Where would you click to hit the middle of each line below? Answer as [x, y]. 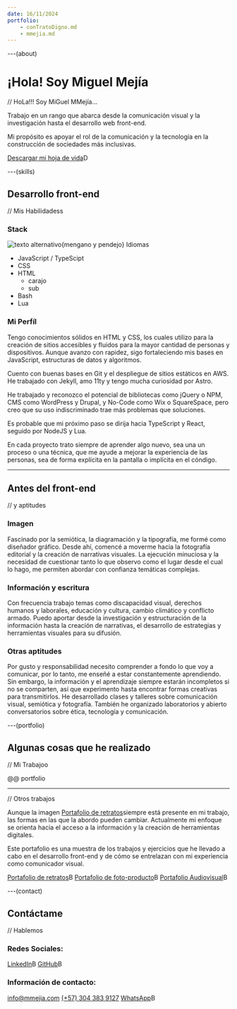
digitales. [20, 835]
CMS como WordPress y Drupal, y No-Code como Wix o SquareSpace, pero [118, 402]
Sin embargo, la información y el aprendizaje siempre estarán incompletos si [119, 682]
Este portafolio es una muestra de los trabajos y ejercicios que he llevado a [116, 848]
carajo [37, 281]
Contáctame [35, 913]
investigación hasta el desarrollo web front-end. [77, 123]
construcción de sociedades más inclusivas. [72, 144]
